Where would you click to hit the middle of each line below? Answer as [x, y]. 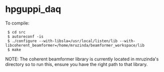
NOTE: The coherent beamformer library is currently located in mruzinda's [82, 59]
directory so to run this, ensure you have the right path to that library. [76, 64]
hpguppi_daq [33, 9]
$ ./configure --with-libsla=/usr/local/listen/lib [62, 41]
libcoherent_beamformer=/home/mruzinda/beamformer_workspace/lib [75, 45]
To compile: [17, 23]
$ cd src [17, 32]
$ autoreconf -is [25, 36]
